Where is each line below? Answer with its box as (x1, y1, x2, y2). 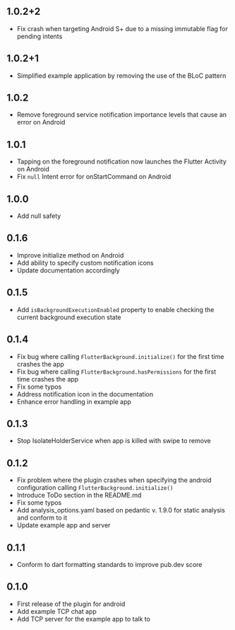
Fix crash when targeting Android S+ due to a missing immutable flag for (16, 24, 229, 33)
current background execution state (16, 313, 121, 321)
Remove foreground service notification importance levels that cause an (16, 110, 227, 119)
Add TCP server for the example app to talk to (16, 614, 151, 623)
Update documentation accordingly (16, 265, 121, 275)
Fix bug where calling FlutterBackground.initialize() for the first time (16, 352, 224, 360)
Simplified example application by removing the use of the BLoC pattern (16, 71, 227, 80)
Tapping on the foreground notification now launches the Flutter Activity (16, 157, 227, 166)
